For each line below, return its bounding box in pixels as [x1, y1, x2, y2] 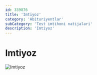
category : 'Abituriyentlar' [5, 16, 64, 21]
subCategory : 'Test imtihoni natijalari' [5, 21, 93, 26]
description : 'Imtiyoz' [5, 26, 55, 31]
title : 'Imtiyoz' [5, 12, 41, 17]
